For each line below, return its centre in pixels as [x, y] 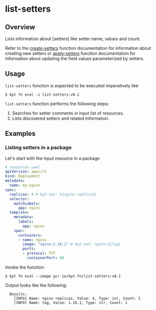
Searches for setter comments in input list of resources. [68, 113]
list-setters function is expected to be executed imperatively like [72, 85]
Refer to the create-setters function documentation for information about [78, 48]
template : [19, 213]
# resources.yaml [23, 167]
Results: [18, 294]
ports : [29, 249]
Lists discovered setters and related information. [61, 118]
